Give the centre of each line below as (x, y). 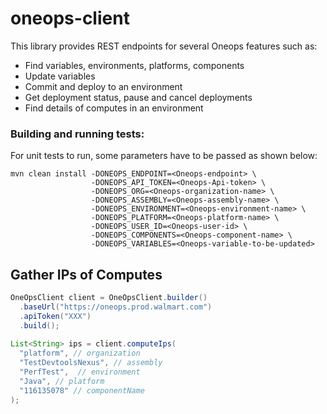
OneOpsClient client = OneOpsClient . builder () (109, 298)
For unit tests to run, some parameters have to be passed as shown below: (164, 156)
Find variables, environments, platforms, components (134, 65)
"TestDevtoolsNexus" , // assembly (91, 363)
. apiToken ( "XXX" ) (55, 316)
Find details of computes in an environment (114, 108)
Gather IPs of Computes (86, 274)
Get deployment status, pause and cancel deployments (138, 97)
